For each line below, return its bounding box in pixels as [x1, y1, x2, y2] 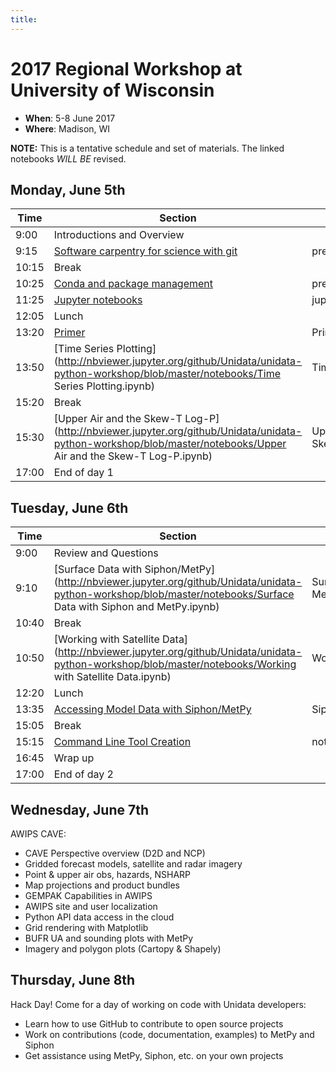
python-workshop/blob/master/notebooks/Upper [53, 437, 287, 451]
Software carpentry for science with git [53, 244, 238, 258]
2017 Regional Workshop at [10, 57, 243, 80]
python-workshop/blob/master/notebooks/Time [53, 367, 282, 381]
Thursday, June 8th [10, 972, 136, 989]
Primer [53, 326, 86, 340]
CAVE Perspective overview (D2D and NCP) [24, 847, 206, 859]
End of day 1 [53, 466, 114, 480]
